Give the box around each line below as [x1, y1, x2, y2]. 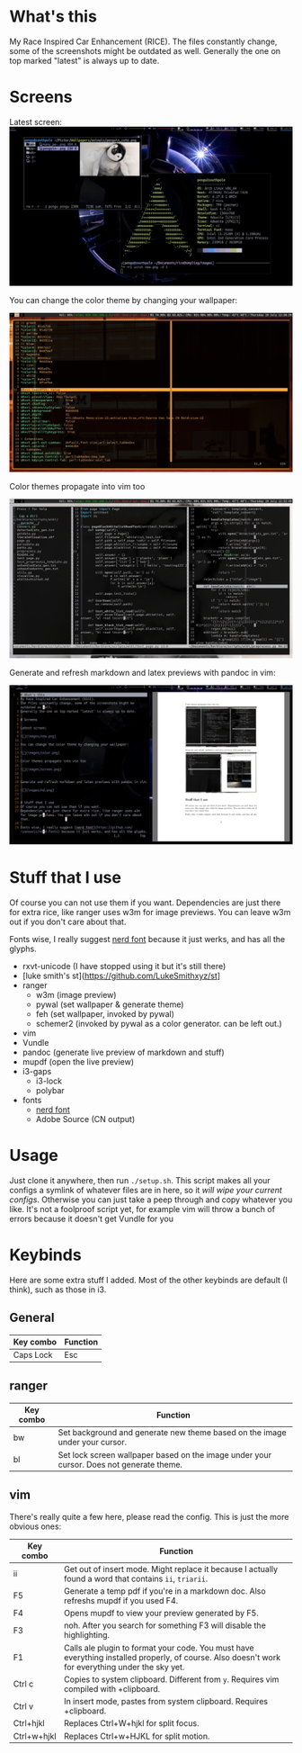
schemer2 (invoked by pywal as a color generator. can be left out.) [35, 1018, 283, 1029]
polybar [35, 1084, 65, 1095]
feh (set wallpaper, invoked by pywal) [35, 1008, 175, 1019]
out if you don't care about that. [9, 916, 127, 927]
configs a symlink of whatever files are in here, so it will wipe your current [9, 1184, 283, 1195]
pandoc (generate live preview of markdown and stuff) [22, 1047, 225, 1057]
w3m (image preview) [35, 989, 117, 1000]
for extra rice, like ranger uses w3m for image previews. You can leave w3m [9, 906, 291, 917]
